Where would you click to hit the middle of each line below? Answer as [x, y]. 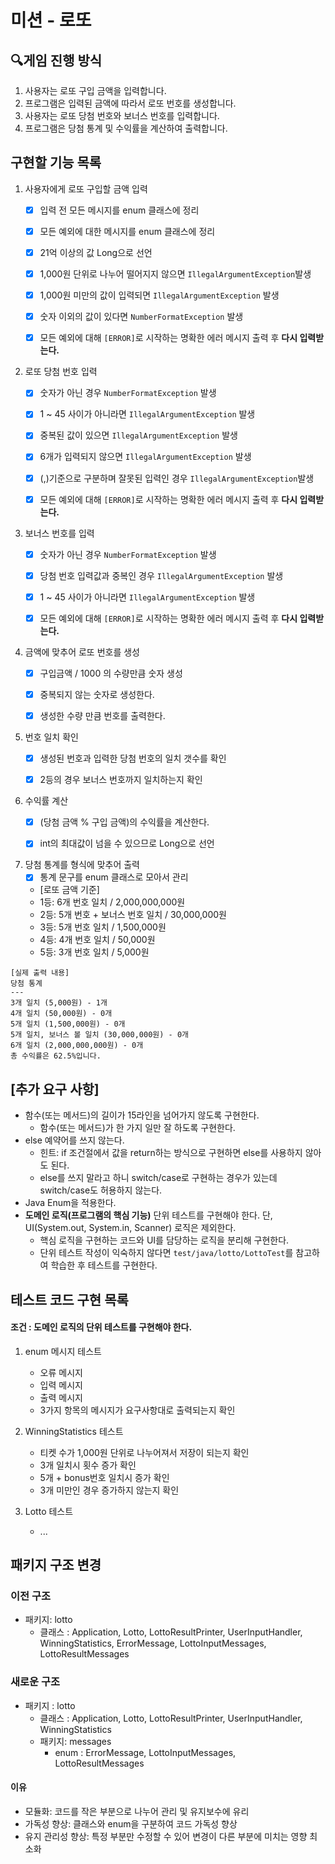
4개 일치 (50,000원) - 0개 [61, 1014]
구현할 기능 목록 [56, 162]
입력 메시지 [61, 1385]
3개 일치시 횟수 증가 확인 [88, 1465]
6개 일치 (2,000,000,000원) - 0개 [77, 1046]
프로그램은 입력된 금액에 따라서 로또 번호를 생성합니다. [130, 103]
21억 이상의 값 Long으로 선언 [96, 252]
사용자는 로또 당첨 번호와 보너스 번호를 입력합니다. [122, 115]
